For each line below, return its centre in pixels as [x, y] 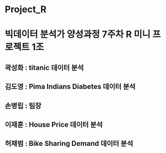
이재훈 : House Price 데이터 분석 [54, 125]
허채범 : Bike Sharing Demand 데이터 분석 [69, 144]
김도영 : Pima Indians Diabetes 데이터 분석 [70, 87]
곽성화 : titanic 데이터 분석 [44, 68]
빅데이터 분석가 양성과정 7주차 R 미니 [78, 35]
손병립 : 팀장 [23, 106]
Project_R [26, 9]
